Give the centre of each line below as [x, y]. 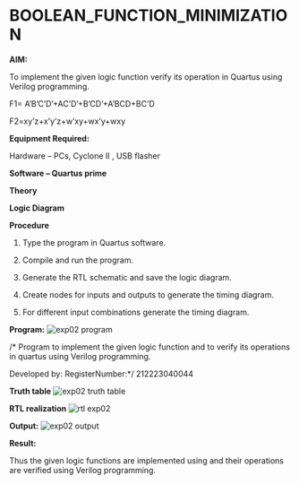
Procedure [29, 225]
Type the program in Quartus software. [94, 242]
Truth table [30, 391]
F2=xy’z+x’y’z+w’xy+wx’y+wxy [68, 121]
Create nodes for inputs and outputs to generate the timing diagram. [148, 294]
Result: [23, 443]
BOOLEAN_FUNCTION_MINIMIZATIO [149, 16]
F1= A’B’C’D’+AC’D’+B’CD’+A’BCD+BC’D [82, 103]
